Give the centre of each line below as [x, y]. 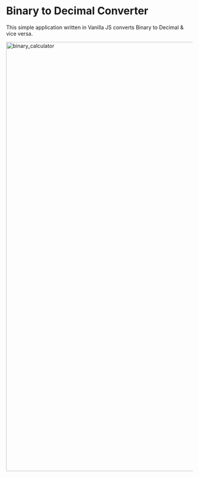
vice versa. [20, 33]
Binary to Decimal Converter [77, 11]
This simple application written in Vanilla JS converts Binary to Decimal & [95, 27]
